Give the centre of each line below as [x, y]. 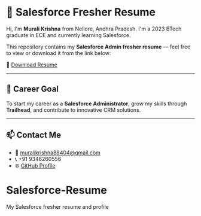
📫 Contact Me [34, 135]
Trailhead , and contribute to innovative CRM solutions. [74, 109]
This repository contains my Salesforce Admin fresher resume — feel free [98, 47]
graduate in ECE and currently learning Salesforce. [68, 35]
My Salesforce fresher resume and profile [58, 206]
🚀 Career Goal [32, 89]
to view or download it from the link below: [59, 53]
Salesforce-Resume [57, 190]
